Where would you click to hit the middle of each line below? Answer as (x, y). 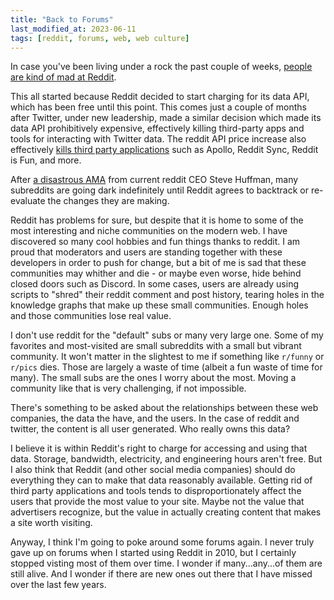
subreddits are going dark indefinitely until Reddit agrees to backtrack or (159, 190)
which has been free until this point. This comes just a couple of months (158, 107)
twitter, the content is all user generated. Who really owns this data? (150, 429)
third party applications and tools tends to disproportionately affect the (156, 491)
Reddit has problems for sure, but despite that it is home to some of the (157, 220)
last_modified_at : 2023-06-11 (73, 29)
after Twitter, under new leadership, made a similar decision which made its (166, 118)
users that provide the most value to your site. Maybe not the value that (157, 502)
